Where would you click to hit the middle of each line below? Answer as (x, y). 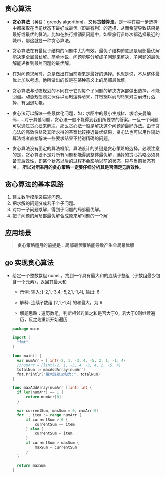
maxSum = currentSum (56, 447)
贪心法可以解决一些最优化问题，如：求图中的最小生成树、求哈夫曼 (79, 113)
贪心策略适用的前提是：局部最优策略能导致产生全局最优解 (76, 245)
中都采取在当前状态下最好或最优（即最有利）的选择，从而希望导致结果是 (86, 28)
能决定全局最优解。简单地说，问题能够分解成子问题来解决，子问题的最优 (86, 57)
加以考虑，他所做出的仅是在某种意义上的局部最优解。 (75, 80)
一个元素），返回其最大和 (41, 282)
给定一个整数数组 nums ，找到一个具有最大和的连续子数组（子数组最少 (84, 276)
